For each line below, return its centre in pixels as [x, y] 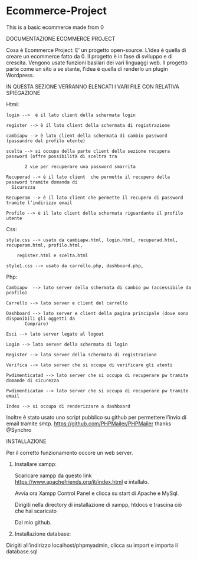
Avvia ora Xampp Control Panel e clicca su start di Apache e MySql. [97, 493]
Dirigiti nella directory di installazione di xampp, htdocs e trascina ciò [98, 504]
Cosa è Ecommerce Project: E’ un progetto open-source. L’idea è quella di [96, 50]
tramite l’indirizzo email [39, 203]
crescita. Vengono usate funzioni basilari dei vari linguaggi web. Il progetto [97, 63]
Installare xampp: [36, 464]
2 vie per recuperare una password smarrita [80, 166]
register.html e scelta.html [52, 255]
